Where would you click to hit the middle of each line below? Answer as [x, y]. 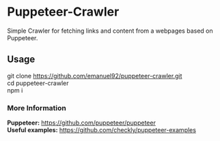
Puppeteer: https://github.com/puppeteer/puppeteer [81, 123]
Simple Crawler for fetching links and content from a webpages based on [110, 31]
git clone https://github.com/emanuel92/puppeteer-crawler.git [95, 76]
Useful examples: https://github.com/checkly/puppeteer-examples [102, 130]
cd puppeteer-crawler [38, 83]
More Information [37, 108]
